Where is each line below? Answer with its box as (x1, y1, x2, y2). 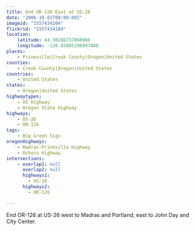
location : (6, 32, 31, 38)
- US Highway (17, 99, 50, 105)
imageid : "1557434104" (6, 20, 64, 26)
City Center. (6, 218, 36, 225)
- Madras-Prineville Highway (17, 144, 91, 150)
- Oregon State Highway (17, 104, 78, 111)
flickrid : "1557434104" (6, 25, 67, 32)
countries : (6, 71, 34, 77)
